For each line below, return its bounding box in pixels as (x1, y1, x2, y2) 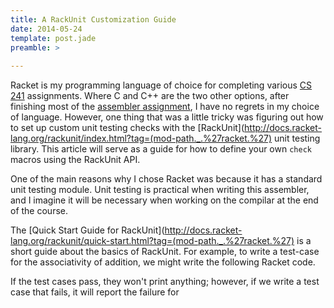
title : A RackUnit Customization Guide (10, 14, 177, 25)
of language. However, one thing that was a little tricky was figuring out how (10, 111, 324, 123)
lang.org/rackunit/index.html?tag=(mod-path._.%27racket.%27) (10, 132, 273, 145)
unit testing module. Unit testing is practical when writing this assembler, (10, 184, 310, 196)
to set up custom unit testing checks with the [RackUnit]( (10, 122, 245, 134)
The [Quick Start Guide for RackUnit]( (10, 224, 165, 236)
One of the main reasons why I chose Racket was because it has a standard (10, 173, 323, 185)
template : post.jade (10, 33, 97, 43)
